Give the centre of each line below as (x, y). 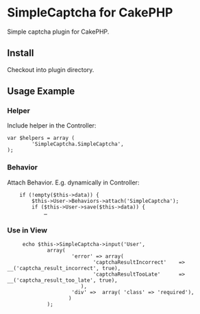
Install (21, 53)
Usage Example (41, 92)
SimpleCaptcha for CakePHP (90, 13)
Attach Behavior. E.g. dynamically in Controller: (73, 182)
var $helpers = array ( (41, 138)
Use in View (27, 230)
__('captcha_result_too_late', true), (62, 280)
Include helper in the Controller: (52, 125)
